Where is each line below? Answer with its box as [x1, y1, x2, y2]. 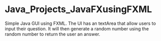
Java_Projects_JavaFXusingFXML [5, 4, 152, 15]
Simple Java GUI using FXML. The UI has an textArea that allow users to [5, 20, 156, 26]
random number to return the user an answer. [5, 31, 100, 37]
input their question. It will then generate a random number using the [5, 25, 149, 31]
